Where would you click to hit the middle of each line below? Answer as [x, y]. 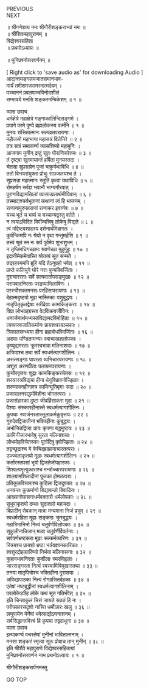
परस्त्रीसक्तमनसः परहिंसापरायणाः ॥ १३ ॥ [46, 290]
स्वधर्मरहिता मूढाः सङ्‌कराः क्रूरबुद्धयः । [42, 517]
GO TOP [17, 679]
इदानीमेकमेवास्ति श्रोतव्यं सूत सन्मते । [41, 256]
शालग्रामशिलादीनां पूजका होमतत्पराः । [42, 476]
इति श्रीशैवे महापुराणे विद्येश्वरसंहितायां [40, 648]
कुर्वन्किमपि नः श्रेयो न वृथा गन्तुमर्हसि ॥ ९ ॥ [47, 235]
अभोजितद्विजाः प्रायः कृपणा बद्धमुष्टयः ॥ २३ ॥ [48, 428]
